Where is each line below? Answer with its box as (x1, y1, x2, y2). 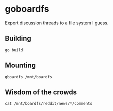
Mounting (5, 61, 36, 70)
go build (5, 47, 23, 53)
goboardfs (5, 3, 49, 15)
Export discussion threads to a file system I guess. (5, 20, 109, 26)
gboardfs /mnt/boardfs (5, 74, 52, 79)
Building (5, 34, 31, 43)
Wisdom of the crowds (5, 88, 77, 96)
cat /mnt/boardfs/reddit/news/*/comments (5, 101, 93, 106)
